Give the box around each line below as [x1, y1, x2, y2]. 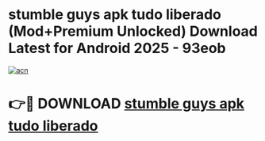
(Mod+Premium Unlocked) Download [8, 22, 258, 40]
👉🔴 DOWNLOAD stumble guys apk [8, 95, 244, 112]
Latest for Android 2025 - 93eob [8, 40, 226, 57]
